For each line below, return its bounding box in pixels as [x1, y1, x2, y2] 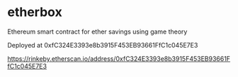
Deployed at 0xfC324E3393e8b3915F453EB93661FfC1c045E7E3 [7, 41, 198, 49]
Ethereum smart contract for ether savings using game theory [7, 27, 188, 36]
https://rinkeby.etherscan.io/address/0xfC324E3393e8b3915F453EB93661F [7, 54, 231, 63]
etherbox [7, 4, 62, 20]
